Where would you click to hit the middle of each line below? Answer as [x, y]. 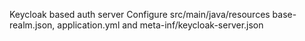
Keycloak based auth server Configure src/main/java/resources [140, 14]
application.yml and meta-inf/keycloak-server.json [160, 25]
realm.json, [32, 25]
